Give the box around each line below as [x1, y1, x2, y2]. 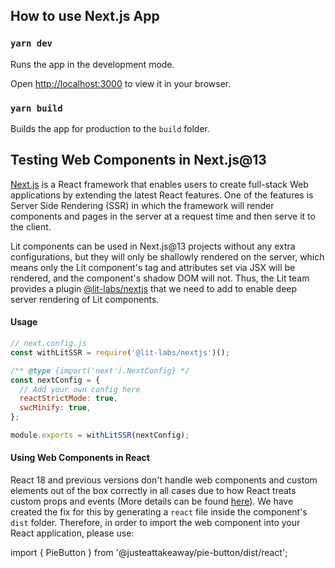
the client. [10, 220, 52, 233]
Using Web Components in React [10, 452, 150, 464]
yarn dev [10, 38, 53, 49]
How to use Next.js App [10, 8, 160, 25]
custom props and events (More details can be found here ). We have [10, 495, 294, 508]
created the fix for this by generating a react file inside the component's [10, 506, 308, 518]
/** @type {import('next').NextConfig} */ [10, 365, 190, 376]
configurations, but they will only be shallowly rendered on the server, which [10, 250, 325, 263]
